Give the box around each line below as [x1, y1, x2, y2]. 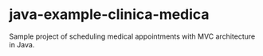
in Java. [9, 39, 35, 49]
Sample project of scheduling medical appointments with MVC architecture [9, 32, 256, 41]
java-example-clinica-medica [9, 6, 210, 24]
